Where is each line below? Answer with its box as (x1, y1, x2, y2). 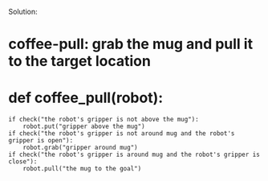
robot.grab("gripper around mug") (22, 144, 138, 152)
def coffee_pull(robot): (8, 88, 164, 107)
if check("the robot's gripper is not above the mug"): (8, 116, 199, 124)
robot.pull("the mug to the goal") (22, 165, 142, 173)
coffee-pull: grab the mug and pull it (8, 35, 254, 53)
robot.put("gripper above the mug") (22, 122, 146, 131)
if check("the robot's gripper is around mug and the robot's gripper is (8, 150, 261, 159)
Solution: (8, 7, 38, 16)
